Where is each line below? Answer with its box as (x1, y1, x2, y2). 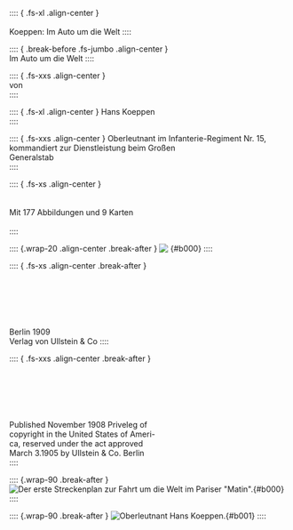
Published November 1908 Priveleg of (9, 420, 148, 430)
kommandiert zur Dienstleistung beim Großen (9, 142, 176, 153)
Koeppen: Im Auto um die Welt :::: (9, 27, 131, 36)
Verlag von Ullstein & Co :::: (9, 336, 109, 346)
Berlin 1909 (9, 326, 51, 337)
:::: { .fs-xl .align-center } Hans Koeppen (9, 107, 155, 116)
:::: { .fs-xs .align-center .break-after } (9, 261, 147, 270)
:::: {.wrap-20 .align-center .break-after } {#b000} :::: (9, 244, 213, 253)
